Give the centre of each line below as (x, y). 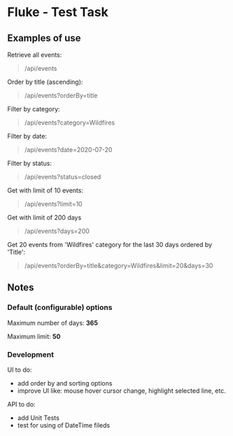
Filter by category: (34, 109)
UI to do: (20, 370)
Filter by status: (30, 163)
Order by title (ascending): (45, 82)
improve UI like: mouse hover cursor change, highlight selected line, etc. (121, 391)
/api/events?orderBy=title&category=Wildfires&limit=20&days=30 (119, 266)
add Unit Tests (38, 418)
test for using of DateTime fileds (64, 425)
